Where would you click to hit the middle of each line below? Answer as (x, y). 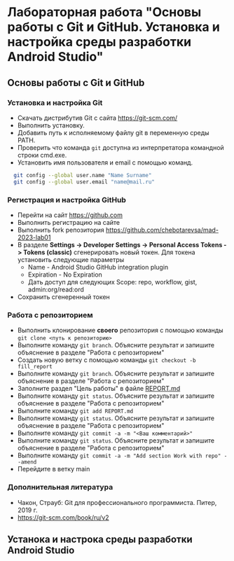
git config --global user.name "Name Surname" (83, 175)
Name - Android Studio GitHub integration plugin (98, 267)
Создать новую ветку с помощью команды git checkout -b (106, 360)
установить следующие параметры (71, 259)
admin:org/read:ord (56, 289)
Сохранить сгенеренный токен (63, 297)
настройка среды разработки (99, 42)
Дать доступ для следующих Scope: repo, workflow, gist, (112, 282)
